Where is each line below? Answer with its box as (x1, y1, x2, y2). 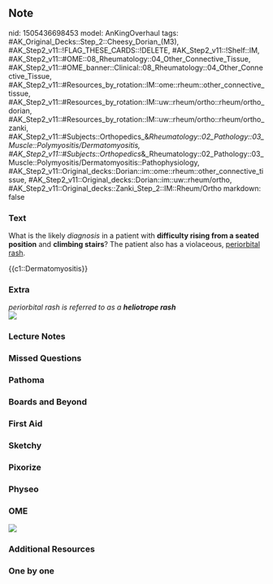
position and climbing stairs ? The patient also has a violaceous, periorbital (8, 240, 261, 249)
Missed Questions (8, 353, 82, 364)
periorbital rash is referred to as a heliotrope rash (8, 302, 176, 312)
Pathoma (8, 374, 45, 386)
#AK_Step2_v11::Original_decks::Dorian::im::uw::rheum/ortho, (28, 175, 232, 184)
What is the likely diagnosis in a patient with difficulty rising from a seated (8, 231, 260, 240)
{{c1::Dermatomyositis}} (8, 264, 88, 274)
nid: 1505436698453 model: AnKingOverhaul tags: (8, 28, 179, 37)
